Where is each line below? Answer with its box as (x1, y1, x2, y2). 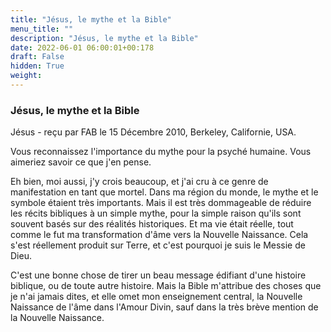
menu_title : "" (10, 24, 74, 34)
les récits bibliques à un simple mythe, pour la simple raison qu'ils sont (10, 207, 302, 220)
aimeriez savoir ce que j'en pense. (10, 156, 152, 168)
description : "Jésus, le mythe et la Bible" (10, 33, 199, 43)
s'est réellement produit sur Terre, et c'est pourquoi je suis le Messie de (10, 239, 306, 251)
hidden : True (10, 61, 65, 71)
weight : (10, 71, 43, 81)
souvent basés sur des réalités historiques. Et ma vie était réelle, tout (10, 218, 294, 230)
